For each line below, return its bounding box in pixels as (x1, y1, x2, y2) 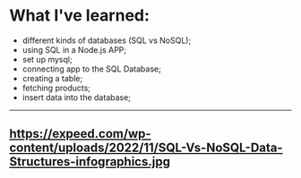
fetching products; (21, 82, 91, 93)
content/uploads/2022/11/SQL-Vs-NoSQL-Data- (9, 140, 284, 156)
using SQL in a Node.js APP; (21, 44, 127, 55)
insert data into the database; (21, 91, 132, 103)
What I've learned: (9, 5, 150, 26)
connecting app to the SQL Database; (21, 64, 161, 74)
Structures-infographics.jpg (9, 154, 170, 170)
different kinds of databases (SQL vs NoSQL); (21, 35, 192, 46)
